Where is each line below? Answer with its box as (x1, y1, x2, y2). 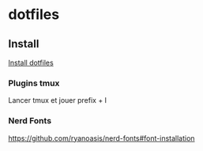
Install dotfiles (8, 58, 54, 67)
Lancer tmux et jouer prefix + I (8, 96, 107, 105)
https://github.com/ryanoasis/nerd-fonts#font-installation (8, 133, 195, 143)
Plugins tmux (8, 77, 60, 89)
